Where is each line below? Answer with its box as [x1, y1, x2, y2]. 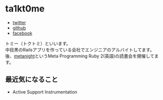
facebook [12, 30, 33, 36]
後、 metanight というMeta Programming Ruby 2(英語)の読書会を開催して [5, 53, 154, 59]
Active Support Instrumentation [12, 88, 78, 95]
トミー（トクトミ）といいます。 [5, 40, 71, 46]
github [12, 24, 26, 30]
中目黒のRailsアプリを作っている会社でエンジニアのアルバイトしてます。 [5, 46, 154, 52]
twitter [12, 19, 26, 25]
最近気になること [5, 75, 58, 84]
